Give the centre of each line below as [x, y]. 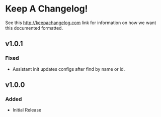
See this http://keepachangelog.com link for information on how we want [81, 23]
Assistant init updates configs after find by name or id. [69, 69]
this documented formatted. [34, 28]
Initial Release [27, 110]
